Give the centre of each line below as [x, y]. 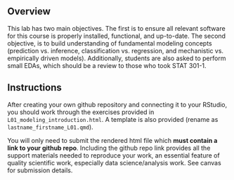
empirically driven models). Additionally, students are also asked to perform [117, 58]
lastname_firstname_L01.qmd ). [50, 127]
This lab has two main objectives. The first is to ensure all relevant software [117, 28]
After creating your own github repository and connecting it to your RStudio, [117, 104]
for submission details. [40, 170]
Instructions [34, 88]
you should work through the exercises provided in [81, 112]
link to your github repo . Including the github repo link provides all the [109, 148]
